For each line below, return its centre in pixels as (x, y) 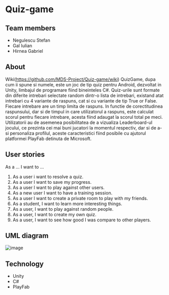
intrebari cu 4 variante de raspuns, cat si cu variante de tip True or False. (81, 101)
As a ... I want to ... (25, 167)
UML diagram (27, 236)
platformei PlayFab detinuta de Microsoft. (48, 139)
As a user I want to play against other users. (59, 187)
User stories (25, 155)
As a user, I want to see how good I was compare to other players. (82, 220)
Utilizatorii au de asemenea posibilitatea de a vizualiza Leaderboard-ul (79, 122)
